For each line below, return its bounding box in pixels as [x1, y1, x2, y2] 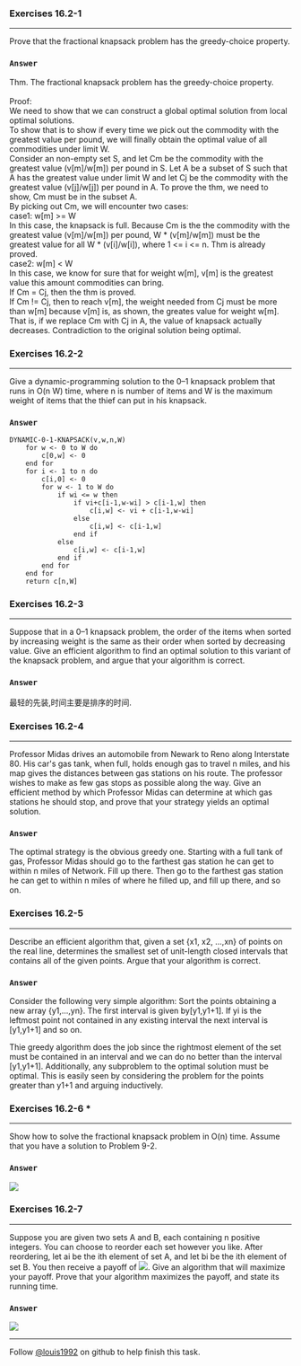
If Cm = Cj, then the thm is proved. [9, 286, 137, 297]
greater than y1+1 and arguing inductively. [9, 1080, 164, 1090]
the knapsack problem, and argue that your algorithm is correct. [9, 655, 245, 666]
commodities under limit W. [9, 143, 110, 154]
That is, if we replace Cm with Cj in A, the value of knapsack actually [9, 315, 262, 326]
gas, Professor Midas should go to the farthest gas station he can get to [9, 856, 275, 867]
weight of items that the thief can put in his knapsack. [9, 394, 208, 406]
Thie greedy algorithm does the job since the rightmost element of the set [9, 1041, 282, 1053]
